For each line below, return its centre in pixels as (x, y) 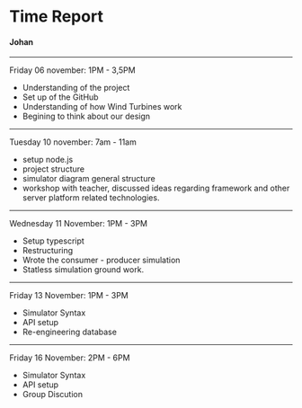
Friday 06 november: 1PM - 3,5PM (73, 70)
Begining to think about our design (86, 116)
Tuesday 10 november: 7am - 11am (73, 142)
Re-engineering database (69, 332)
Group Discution (53, 395)
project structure (53, 169)
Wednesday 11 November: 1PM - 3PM (79, 224)
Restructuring (48, 251)
